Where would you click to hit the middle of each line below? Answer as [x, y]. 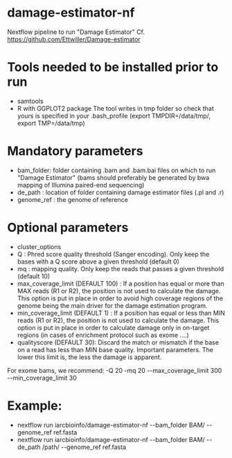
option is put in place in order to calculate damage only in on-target [113, 327]
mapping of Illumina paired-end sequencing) [81, 185]
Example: [35, 405]
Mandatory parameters [75, 151]
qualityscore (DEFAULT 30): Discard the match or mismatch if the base [118, 342]
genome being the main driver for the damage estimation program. [112, 305]
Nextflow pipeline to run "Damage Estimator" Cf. [76, 32]
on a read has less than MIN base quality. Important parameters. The [115, 349]
